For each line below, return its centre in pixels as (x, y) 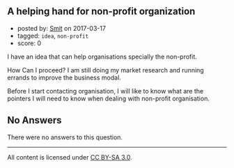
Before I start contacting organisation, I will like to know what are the (106, 91)
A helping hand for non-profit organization (101, 12)
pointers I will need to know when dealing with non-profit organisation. (109, 98)
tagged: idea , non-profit (53, 36)
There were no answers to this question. (65, 137)
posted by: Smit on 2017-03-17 (62, 28)
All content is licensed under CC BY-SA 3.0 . (70, 157)
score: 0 (29, 43)
